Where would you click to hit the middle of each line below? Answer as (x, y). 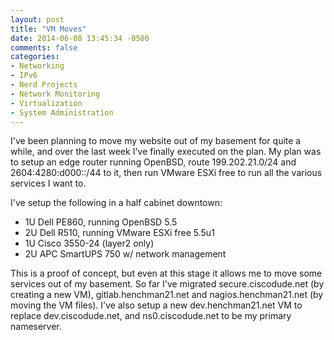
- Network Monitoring (55, 94)
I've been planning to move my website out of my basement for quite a (156, 141)
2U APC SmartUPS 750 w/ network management (125, 254)
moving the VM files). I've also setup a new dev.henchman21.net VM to (156, 305)
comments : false (44, 47)
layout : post (37, 19)
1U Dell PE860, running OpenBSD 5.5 (101, 222)
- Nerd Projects (44, 85)
